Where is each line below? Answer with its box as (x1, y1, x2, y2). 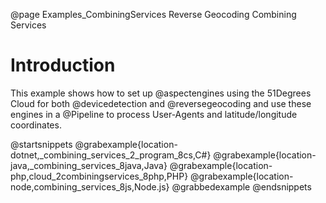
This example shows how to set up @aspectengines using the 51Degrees (10, 87, 312, 99)
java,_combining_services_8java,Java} (10, 159, 168, 171)
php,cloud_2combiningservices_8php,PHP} (10, 170, 189, 182)
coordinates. (10, 119, 62, 131)
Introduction (10, 54, 116, 77)
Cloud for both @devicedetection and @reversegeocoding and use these (10, 97, 312, 109)
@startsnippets (10, 138, 73, 150)
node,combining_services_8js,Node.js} (10, 180, 170, 193)
